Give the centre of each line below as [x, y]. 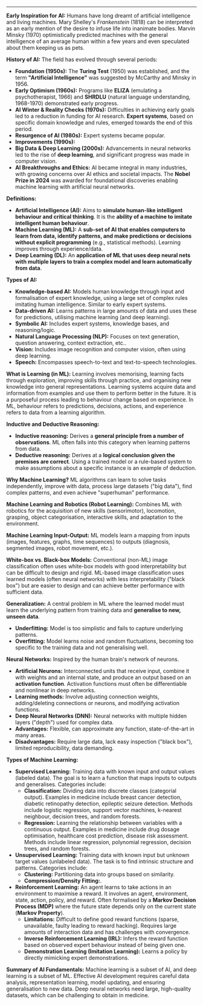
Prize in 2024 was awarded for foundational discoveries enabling [96, 180]
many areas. [31, 735]
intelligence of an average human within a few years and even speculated [98, 41]
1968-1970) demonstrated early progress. [67, 103]
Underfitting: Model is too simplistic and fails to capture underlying [99, 628]
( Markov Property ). [40, 913]
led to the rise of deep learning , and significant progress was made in [102, 154]
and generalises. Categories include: [61, 784]
